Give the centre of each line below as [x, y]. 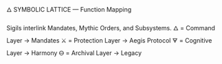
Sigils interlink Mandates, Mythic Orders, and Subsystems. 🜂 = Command [111, 28]
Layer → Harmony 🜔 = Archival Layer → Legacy [74, 53]
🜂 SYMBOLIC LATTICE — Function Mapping [69, 9]
